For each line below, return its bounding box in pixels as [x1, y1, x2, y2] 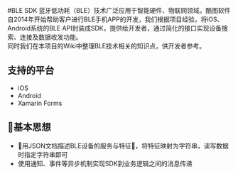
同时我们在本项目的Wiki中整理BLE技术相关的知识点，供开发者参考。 [7, 42, 206, 50]
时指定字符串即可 [17, 150, 68, 158]
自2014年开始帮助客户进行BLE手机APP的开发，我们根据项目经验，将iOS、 [7, 15, 224, 23]
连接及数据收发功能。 [19, 33, 82, 41]
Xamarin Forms [17, 99, 63, 107]
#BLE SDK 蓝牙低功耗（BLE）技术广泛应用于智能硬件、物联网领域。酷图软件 [7, 6, 231, 14]
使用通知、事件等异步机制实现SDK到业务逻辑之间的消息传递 [17, 159, 193, 168]
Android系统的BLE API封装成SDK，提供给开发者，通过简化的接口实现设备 [7, 24, 222, 32]
